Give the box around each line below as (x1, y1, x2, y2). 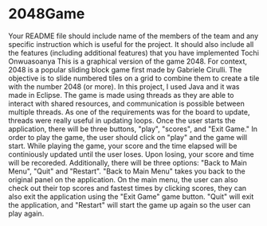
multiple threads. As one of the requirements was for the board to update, (8, 107, 250, 116)
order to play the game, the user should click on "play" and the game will (8, 132, 248, 142)
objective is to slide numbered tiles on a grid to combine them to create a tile (8, 73, 260, 83)
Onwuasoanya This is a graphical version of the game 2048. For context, (8, 56, 248, 66)
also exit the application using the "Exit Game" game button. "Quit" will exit (8, 192, 254, 201)
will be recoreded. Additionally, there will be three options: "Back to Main (8, 158, 247, 167)
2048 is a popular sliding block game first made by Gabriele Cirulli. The (8, 64, 242, 74)
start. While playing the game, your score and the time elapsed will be (8, 141, 238, 150)
